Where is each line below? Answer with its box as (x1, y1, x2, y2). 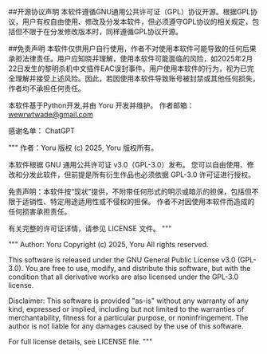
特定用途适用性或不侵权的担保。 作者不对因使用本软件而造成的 (49, 197, 255, 206)
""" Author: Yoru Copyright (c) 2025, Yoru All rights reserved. (8, 240, 209, 249)
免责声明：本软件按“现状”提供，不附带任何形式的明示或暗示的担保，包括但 (8, 187, 253, 196)
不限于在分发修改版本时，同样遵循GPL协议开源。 (22, 27, 183, 36)
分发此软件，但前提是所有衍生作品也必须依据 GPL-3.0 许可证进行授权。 (22, 170, 256, 179)
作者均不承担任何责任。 (8, 84, 85, 93)
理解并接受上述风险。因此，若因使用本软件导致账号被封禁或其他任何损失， (14, 74, 260, 83)
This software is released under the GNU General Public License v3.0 (8, 255, 237, 265)
